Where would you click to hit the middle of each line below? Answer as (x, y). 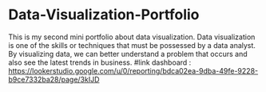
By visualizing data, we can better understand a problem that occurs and (128, 54)
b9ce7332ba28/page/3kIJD (54, 79)
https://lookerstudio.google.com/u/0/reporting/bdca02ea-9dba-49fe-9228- (133, 70)
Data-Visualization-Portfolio (104, 15)
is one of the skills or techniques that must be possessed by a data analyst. (132, 45)
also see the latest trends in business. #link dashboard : (100, 62)
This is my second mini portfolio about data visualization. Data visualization (132, 37)
